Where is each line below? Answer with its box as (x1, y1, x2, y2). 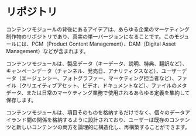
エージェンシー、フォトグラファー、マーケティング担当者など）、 (21, 74, 177, 82)
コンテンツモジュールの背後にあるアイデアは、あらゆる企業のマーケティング (6, 26, 190, 33)
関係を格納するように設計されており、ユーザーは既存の (36, 116, 170, 123)
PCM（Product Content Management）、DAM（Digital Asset (31, 40, 176, 47)
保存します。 (6, 96, 37, 103)
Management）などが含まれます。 (6, 47, 89, 54)
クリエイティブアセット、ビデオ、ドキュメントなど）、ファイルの (21, 82, 177, 89)
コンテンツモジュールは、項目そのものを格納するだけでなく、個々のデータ (6, 109, 185, 116)
